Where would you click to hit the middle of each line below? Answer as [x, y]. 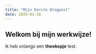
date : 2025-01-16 [23, 14]
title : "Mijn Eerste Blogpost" [38, 10]
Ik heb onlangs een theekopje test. [41, 46]
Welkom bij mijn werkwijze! [48, 34]
